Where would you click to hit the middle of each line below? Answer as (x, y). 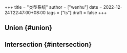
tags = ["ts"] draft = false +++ (77, 13)
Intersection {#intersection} (48, 44)
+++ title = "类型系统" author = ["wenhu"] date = (53, 7)
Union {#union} (29, 28)
